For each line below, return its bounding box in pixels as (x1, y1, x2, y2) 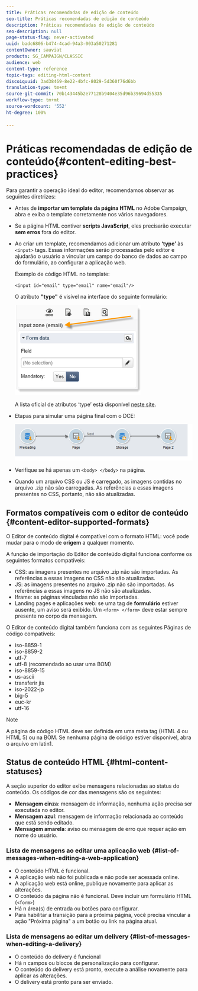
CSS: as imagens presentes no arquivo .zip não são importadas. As (14, 568, 178, 576)
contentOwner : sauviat (6, 47, 62, 53)
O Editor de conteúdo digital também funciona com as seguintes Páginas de (6, 624, 191, 631)
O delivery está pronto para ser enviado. (14, 979, 113, 986)
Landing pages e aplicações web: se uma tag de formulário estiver (14, 600, 178, 607)
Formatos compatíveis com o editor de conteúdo (6, 507, 189, 518)
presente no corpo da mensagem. (14, 612, 98, 619)
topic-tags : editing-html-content (6, 72, 92, 78)
